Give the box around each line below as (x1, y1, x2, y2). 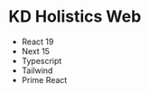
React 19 (21, 36, 54, 47)
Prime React (21, 74, 68, 85)
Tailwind (21, 65, 53, 76)
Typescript (21, 55, 62, 66)
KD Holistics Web (8, 6, 142, 27)
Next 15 (21, 45, 51, 56)
